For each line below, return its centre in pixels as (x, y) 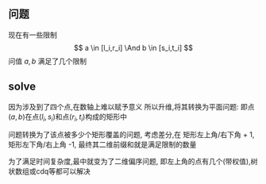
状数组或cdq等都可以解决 (50, 171)
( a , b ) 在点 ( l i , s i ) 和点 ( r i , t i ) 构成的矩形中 (67, 117)
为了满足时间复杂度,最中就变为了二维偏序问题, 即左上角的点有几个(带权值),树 (133, 162)
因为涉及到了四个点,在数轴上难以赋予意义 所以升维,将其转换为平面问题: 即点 (131, 106)
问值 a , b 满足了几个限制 (48, 61)
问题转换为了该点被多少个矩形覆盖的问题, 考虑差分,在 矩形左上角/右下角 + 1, (131, 135)
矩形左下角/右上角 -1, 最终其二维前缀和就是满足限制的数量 (102, 144)
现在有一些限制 (33, 35)
